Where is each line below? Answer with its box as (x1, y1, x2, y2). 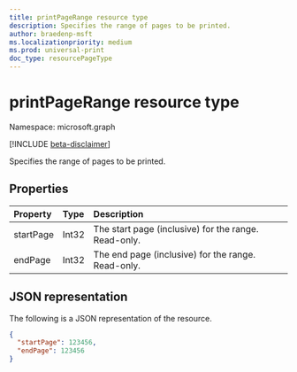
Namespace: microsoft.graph (9, 121, 116, 132)
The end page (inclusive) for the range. (93, 248, 256, 260)
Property (13, 207, 52, 220)
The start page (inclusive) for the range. (93, 222, 259, 235)
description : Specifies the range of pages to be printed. (9, 21, 232, 30)
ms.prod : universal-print (9, 46, 104, 55)
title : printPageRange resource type (9, 12, 148, 22)
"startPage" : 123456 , (17, 338, 97, 347)
